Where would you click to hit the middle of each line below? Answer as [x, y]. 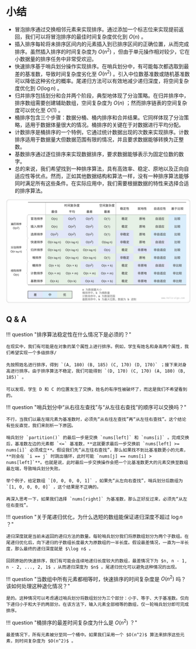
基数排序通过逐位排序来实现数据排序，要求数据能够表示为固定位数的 [97, 154]
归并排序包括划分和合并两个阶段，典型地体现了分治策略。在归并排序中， [102, 96]
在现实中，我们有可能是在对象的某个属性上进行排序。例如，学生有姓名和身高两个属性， [95, 346]
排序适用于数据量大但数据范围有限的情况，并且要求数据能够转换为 [94, 140]
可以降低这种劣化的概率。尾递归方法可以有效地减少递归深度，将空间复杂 [102, 81]
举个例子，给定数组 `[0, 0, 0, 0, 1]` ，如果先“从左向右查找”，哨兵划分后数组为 [94, 480]
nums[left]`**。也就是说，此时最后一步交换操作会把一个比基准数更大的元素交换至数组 [97, 462]
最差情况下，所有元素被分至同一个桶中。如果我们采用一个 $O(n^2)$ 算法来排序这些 [93, 635]
